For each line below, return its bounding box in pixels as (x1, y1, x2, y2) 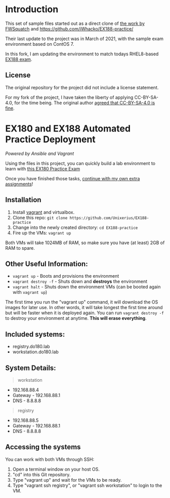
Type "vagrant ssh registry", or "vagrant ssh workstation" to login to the (12, 482, 162, 488)
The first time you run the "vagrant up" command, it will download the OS (5, 299, 158, 305)
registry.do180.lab (12, 344, 50, 350)
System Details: (5, 363, 57, 372)
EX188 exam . (5, 56, 32, 62)
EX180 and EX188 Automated (5, 123, 131, 134)
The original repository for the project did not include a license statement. (5, 84, 159, 90)
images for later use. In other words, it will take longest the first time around (5, 305, 163, 311)
